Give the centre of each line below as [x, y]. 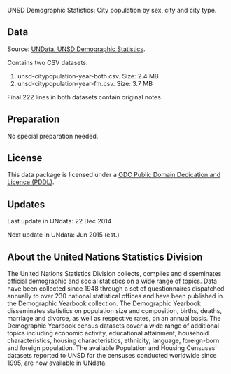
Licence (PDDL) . [31, 182]
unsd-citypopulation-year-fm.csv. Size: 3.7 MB [85, 83]
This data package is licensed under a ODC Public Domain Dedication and [114, 175]
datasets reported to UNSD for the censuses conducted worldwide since [112, 356]
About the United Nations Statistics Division [105, 257]
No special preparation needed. [53, 136]
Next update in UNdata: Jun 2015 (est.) [64, 235]
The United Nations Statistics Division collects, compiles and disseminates [114, 274]
